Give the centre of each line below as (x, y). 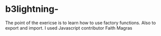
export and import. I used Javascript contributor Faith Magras (69, 28)
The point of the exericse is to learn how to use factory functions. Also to (81, 23)
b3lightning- (32, 9)
